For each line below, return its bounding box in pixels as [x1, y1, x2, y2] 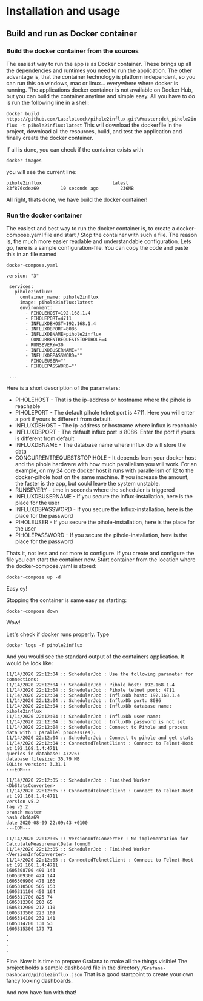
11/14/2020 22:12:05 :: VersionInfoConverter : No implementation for [6, 835, 188, 842]
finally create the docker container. [6, 134, 94, 141]
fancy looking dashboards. [6, 977, 73, 985]
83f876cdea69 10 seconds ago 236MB [6, 185, 135, 192]
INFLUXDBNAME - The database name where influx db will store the [15, 441, 187, 449]
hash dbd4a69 [6, 814, 39, 821]
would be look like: [6, 660, 53, 667]
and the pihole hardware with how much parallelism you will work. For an [15, 461, 197, 468]
